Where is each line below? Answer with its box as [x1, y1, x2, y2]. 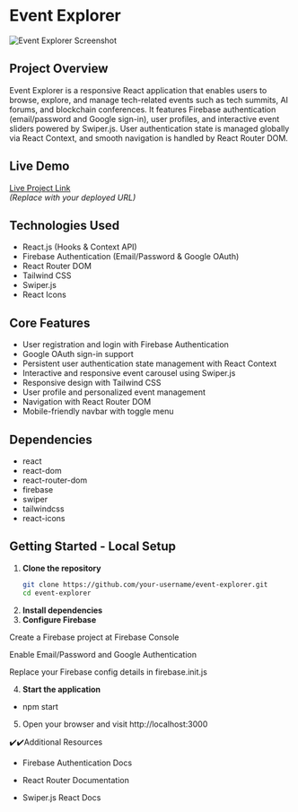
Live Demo [9, 159, 70, 174]
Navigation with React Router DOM [22, 397, 152, 407]
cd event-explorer [22, 589, 92, 598]
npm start [22, 701, 58, 712]
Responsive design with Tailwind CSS [22, 378, 162, 389]
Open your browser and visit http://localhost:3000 [22, 719, 208, 729]
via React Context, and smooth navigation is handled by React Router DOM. [9, 132, 289, 144]
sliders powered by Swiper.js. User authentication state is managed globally [9, 123, 290, 134]
